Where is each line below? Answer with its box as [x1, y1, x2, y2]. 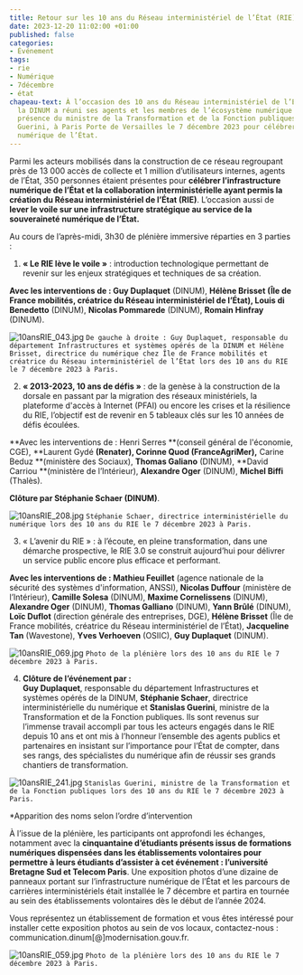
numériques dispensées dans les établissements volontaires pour [9, 847, 262, 857]
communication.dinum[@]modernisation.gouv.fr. [9, 932, 189, 942]
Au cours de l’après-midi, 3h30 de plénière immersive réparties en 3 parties [9, 231, 291, 241]
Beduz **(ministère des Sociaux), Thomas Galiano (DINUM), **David [9, 456, 269, 467]
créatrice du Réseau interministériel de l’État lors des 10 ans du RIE [9, 356, 289, 366]
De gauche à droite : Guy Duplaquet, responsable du [85, 333, 289, 342]
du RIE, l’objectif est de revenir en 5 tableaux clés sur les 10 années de [22, 409, 284, 421]
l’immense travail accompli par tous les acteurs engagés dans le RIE [22, 721, 275, 732]
